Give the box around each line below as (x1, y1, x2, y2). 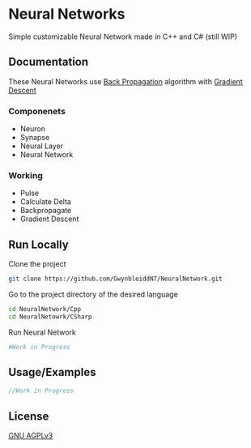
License (8, 409, 49, 423)
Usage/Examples (8, 365, 96, 379)
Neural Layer (19, 141, 63, 151)
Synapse (19, 133, 50, 143)
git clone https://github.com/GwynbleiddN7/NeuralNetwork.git (8, 275, 223, 284)
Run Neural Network (8, 327, 77, 337)
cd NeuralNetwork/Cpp (8, 305, 82, 314)
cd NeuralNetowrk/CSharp (8, 313, 92, 321)
